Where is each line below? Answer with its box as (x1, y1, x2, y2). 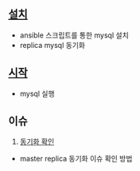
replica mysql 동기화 (19, 40, 86, 50)
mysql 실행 (19, 89, 55, 98)
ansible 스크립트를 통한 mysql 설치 (19, 30, 129, 40)
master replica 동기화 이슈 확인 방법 (19, 154, 133, 164)
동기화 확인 (19, 137, 55, 146)
